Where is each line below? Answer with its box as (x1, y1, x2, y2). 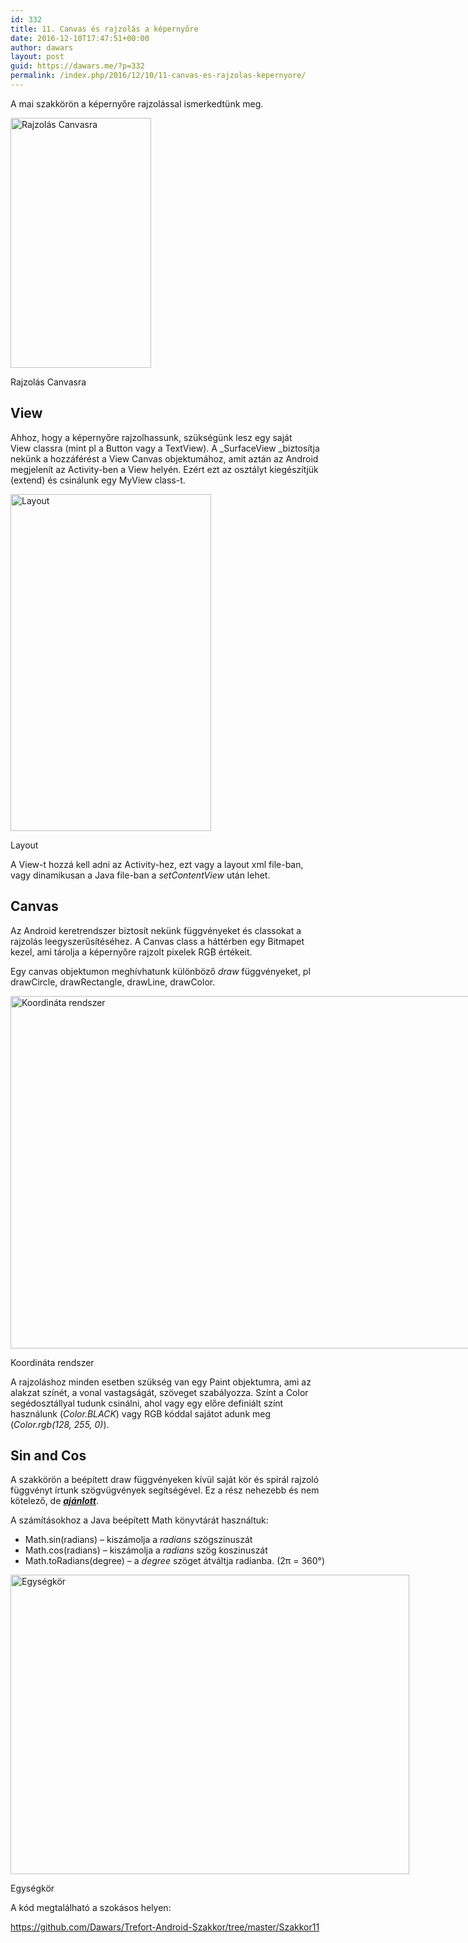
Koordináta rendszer (10, 1356, 95, 1368)
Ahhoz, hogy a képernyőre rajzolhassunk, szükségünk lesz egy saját (10, 431, 293, 443)
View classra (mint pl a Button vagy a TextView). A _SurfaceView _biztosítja (10, 442, 320, 454)
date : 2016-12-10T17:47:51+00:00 (10, 33, 150, 43)
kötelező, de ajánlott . (10, 1495, 100, 1507)
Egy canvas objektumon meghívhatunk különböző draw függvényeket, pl (10, 965, 311, 977)
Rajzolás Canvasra (10, 376, 87, 388)
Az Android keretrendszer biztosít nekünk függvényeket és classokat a (10, 924, 302, 936)
